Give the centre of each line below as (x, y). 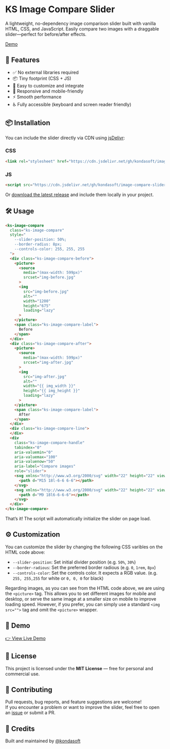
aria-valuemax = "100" (36, 457)
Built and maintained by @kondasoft (43, 741)
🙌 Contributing (29, 690)
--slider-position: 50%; (40, 240)
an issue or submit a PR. (30, 713)
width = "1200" (37, 301)
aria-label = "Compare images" (45, 466)
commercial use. (23, 674)
